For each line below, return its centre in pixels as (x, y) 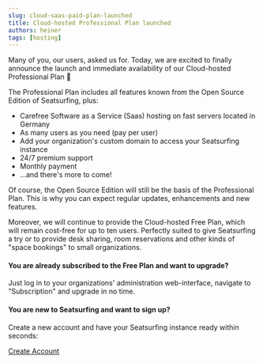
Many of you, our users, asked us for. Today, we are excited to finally (120, 60)
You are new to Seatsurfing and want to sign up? (90, 310)
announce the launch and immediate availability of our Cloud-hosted (120, 69)
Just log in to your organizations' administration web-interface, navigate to (130, 283)
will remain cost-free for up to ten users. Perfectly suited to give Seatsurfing (132, 231)
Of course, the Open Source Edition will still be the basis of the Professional (131, 190)
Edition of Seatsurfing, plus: (53, 100)
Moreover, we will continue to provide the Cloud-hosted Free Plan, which (127, 222)
